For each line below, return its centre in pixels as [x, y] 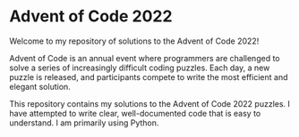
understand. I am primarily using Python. [84, 123]
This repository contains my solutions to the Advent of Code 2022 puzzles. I [150, 103]
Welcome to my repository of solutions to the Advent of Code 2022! [134, 41]
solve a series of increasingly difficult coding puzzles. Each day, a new [140, 68]
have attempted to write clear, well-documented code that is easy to [135, 113]
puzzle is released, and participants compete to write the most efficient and [149, 77]
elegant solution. [40, 86]
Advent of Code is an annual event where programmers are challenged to [145, 58]
